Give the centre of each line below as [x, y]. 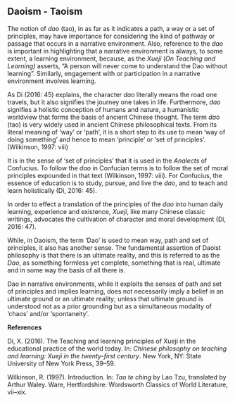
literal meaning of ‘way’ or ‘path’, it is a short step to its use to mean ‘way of [116, 132]
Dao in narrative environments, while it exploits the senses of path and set [114, 284]
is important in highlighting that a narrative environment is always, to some [115, 51]
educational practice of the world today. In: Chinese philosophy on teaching [117, 348]
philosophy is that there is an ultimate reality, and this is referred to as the [114, 255]
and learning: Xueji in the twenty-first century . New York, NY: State [104, 356]
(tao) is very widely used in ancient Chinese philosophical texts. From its [112, 124]
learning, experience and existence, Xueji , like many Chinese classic [106, 211]
